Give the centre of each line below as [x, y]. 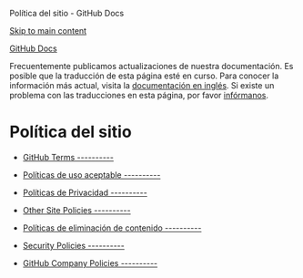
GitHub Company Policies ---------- [90, 263]
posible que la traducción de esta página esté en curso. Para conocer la [144, 76]
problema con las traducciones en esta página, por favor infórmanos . [139, 95]
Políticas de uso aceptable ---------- [91, 175]
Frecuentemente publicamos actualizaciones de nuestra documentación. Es [151, 66]
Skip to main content [48, 31]
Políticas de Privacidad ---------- [85, 192]
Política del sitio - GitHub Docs [67, 13]
